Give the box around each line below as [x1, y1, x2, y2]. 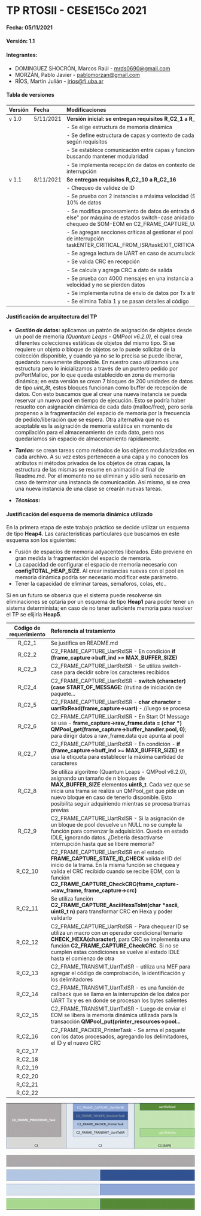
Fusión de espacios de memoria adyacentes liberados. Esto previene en [14, 548, 193, 556]
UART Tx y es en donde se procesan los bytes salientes [50, 997, 187, 1004]
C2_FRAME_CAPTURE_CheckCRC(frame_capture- [50, 881, 179, 888]
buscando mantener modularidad [66, 153, 148, 160]
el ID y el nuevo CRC [50, 1039, 101, 1046]
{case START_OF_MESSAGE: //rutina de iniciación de [50, 683, 182, 691]
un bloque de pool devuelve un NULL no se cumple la [50, 821, 182, 828]
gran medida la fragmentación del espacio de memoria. [14, 555, 152, 562]
